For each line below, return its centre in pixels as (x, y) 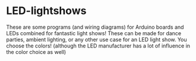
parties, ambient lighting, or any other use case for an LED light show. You (97, 39)
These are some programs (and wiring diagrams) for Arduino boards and (95, 27)
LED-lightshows (46, 11)
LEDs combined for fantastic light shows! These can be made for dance (94, 33)
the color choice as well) (36, 52)
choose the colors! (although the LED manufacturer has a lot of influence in (98, 46)
